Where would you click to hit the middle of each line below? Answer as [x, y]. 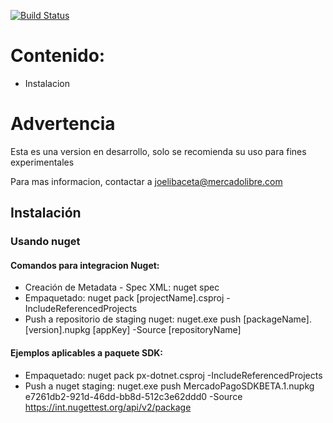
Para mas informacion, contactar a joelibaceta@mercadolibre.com [146, 181]
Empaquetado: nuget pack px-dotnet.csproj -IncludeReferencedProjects [173, 375]
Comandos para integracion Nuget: [85, 265]
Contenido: [58, 56]
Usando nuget [45, 242]
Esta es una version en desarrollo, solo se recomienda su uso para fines [158, 151]
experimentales [42, 162]
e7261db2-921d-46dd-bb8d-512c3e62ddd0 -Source [133, 396]
